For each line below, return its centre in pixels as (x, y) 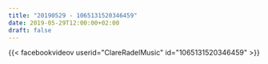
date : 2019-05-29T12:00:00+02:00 (64, 23)
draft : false (30, 30)
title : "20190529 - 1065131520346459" (73, 15)
